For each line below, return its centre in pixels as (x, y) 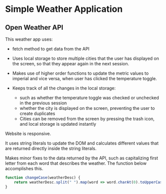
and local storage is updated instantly (58, 124)
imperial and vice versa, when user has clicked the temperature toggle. (84, 78)
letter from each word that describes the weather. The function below (76, 163)
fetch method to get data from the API (51, 49)
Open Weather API (34, 27)
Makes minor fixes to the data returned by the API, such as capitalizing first (82, 158)
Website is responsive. (28, 134)
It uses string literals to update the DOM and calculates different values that (82, 143)
